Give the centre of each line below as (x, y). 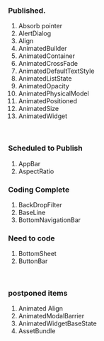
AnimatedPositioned (47, 101)
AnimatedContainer (46, 56)
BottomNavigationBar (49, 220)
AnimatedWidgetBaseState (58, 323)
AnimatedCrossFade (48, 64)
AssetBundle (37, 331)
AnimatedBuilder (42, 49)
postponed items (38, 294)
